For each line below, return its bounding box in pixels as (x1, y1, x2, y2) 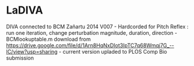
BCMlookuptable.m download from (6, 35, 91, 42)
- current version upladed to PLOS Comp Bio (58, 48, 167, 55)
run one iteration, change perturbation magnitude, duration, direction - (6, 29, 177, 36)
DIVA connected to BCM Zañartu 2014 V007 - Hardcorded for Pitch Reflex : (6, 23, 189, 30)
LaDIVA (6, 4, 43, 17)
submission (6, 54, 34, 61)
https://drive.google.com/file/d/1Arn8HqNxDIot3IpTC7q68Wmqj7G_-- (6, 42, 175, 49)
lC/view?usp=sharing (6, 48, 58, 55)
